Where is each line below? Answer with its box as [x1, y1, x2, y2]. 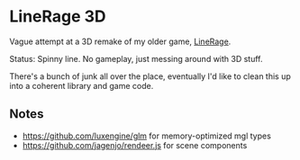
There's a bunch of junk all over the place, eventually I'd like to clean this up [9, 70, 291, 82]
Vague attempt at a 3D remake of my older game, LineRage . [9, 36, 232, 47]
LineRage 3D [9, 6, 106, 27]
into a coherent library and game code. [9, 80, 154, 91]
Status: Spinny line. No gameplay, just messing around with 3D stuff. [9, 53, 263, 64]
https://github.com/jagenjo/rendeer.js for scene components [22, 139, 248, 150]
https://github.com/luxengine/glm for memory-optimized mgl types [22, 130, 272, 141]
